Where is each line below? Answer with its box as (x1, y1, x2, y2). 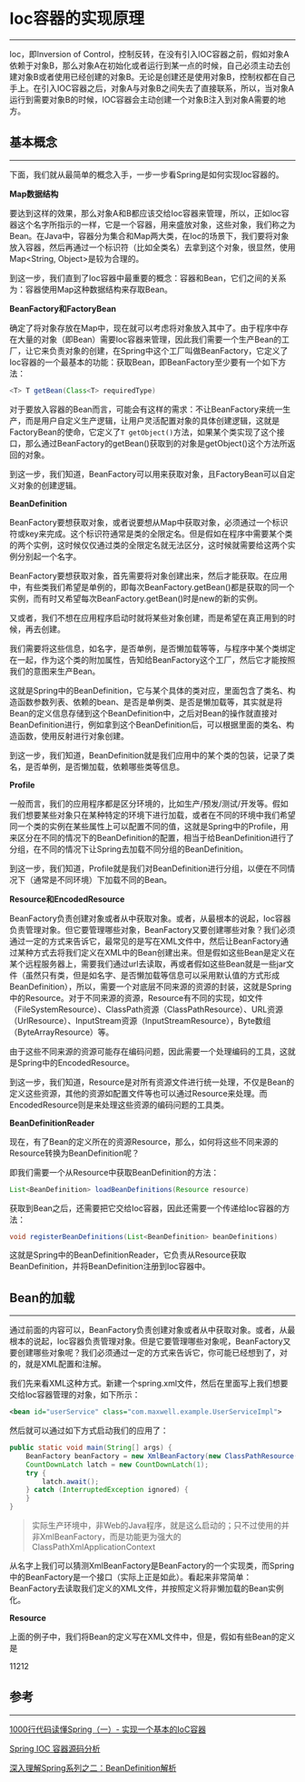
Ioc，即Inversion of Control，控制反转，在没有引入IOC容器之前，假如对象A (9, 48, 290, 59)
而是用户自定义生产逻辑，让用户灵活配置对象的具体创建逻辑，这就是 (25, 415, 280, 425)
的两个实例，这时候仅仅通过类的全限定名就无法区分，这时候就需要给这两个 (9, 539, 288, 550)
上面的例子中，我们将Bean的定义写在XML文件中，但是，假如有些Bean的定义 (9, 1631, 296, 1642)
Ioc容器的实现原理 (9, 8, 145, 29)
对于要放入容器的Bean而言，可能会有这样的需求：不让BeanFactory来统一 (9, 404, 283, 415)
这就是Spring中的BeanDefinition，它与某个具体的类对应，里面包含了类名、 (9, 685, 288, 696)
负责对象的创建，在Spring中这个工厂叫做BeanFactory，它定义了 (48, 345, 289, 355)
